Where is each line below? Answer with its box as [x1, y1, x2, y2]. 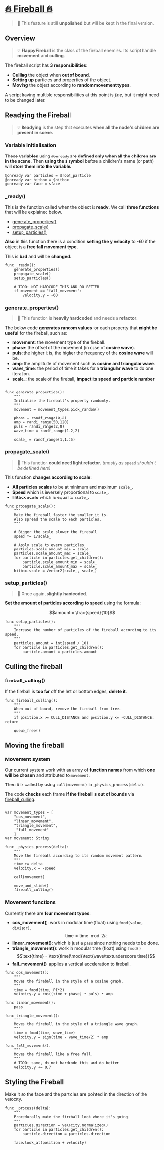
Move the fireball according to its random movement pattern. [14, 853, 143, 858]
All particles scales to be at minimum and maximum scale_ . [12, 484, 134, 490]
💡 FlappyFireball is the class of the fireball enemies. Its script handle [17, 47, 156, 53]
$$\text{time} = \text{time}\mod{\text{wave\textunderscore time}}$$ [17, 953, 155, 959]
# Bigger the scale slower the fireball [14, 529, 97, 534]
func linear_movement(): [5, 1000, 56, 1005]
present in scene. [17, 130, 54, 135]
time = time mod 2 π [65, 932, 107, 938]
